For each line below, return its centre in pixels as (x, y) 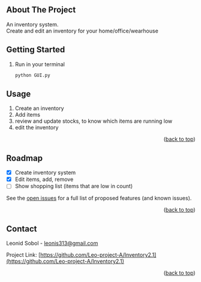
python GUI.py (32, 75)
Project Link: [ (23, 255)
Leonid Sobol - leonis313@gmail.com (52, 244)
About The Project (41, 10)
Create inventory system (45, 173)
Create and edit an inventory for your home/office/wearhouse (82, 31)
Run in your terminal (40, 64)
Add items (28, 115)
